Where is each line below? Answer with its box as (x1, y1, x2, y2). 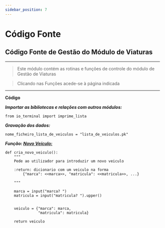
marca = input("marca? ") (14, 189, 67, 194)
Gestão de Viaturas (17, 71, 56, 77)
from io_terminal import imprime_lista (5, 114, 87, 119)
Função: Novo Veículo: (5, 140, 53, 146)
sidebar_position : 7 (5, 7, 48, 12)
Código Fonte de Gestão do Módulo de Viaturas (5, 48, 153, 57)
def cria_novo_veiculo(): (5, 150, 58, 155)
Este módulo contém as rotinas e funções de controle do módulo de (17, 65, 155, 71)
